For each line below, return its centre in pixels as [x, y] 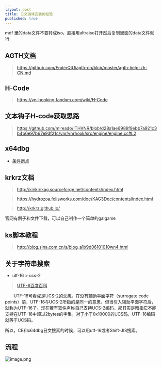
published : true [21, 18]
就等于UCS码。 [20, 320]
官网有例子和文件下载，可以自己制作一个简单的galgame [60, 218]
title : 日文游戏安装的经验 [29, 14]
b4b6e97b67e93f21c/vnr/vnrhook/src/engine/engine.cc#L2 [77, 133]
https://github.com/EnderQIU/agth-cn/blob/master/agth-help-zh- [82, 68]
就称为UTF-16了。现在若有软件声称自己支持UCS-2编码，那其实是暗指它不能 [81, 308]
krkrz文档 [20, 178]
